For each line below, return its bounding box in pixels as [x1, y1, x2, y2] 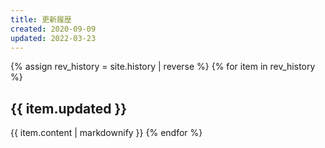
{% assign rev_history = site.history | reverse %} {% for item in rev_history [10, 61, 316, 73]
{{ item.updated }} [10, 100, 128, 117]
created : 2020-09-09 [10, 24, 97, 34]
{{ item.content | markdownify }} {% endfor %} [10, 127, 203, 139]
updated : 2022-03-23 [10, 33, 97, 43]
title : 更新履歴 [10, 14, 72, 25]
